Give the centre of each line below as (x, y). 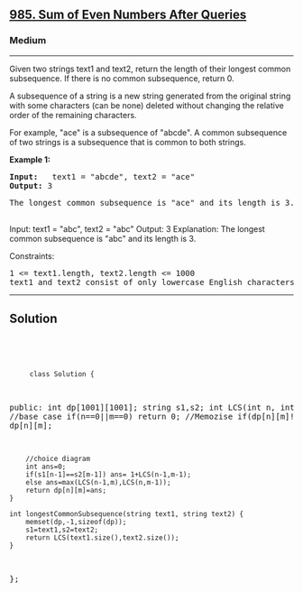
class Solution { (62, 374)
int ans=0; (46, 467)
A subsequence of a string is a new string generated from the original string (150, 96)
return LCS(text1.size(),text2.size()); (102, 537)
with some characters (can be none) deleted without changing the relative (147, 105)
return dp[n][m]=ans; (66, 490)
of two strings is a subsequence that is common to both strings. (128, 142)
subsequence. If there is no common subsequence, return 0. (122, 78)
